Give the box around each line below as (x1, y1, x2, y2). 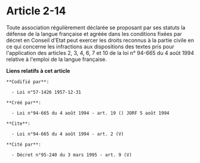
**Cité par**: (6, 142, 42, 147)
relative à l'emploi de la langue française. (6, 56, 107, 63)
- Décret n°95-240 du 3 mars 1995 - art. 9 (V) (11, 152, 133, 158)
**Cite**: (6, 121, 31, 127)
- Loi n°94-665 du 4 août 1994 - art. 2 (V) (11, 131, 124, 137)
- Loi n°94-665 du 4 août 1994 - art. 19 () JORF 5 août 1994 (11, 110, 170, 116)
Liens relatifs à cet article (6, 67, 70, 74)
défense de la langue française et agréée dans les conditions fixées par (6, 30, 182, 37)
